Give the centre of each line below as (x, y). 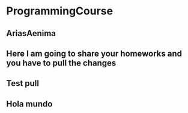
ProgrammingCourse (59, 11)
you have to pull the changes (61, 63)
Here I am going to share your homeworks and (94, 53)
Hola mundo (29, 104)
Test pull (23, 83)
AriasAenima (31, 33)
